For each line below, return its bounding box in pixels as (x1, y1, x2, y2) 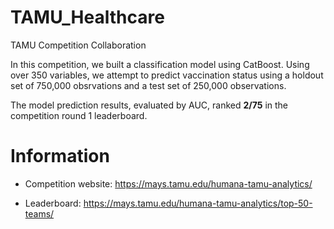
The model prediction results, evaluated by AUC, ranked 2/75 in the (10, 99, 288, 111)
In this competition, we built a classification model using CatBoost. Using (10, 58, 310, 70)
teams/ (24, 207, 55, 220)
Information (10, 145, 110, 168)
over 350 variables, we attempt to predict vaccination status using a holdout (10, 69, 324, 81)
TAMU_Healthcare (10, 6, 165, 29)
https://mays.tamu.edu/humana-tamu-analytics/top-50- (83, 197, 313, 209)
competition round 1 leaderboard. (10, 109, 148, 121)
